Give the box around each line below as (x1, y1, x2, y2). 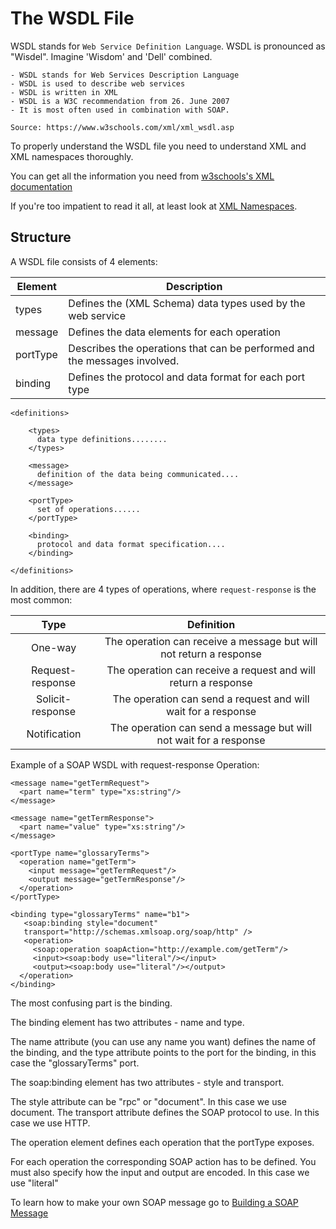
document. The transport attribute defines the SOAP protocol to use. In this (10, 1106, 320, 1118)
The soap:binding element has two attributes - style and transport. (10, 1076, 285, 1088)
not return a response (160, 647, 262, 661)
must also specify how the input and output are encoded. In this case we (10, 1166, 310, 1178)
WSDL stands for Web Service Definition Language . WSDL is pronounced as (10, 40, 326, 52)
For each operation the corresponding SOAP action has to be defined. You (10, 1155, 317, 1167)
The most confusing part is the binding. (10, 997, 173, 1009)
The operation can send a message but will (109, 720, 313, 734)
